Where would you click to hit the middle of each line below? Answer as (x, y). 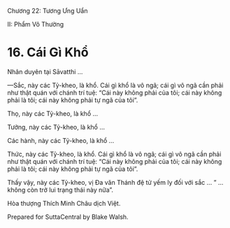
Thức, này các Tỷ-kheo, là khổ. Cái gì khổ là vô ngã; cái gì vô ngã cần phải (114, 154)
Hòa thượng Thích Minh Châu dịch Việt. (64, 203)
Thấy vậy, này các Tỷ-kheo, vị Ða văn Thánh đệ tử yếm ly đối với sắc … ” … (115, 182)
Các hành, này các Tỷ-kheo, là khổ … (61, 140)
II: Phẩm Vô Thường (36, 24)
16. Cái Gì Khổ (48, 53)
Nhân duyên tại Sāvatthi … (45, 71)
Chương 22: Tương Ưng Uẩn (48, 11)
